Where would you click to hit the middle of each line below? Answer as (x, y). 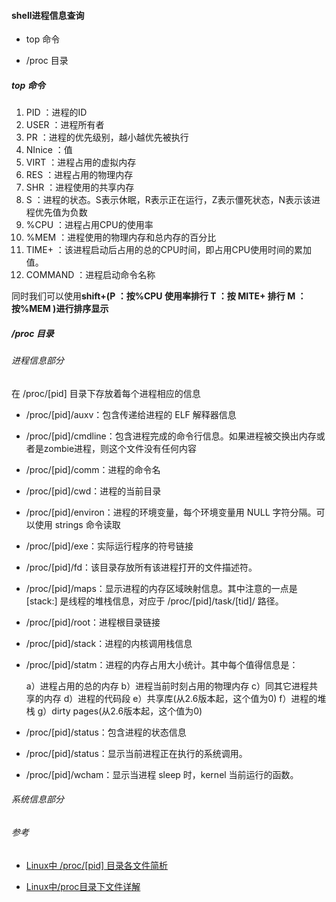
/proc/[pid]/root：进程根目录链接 (93, 622)
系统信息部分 (37, 799)
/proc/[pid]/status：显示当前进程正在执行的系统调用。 (136, 753)
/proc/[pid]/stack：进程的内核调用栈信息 (109, 643)
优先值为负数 (61, 212)
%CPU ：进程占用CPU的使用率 (89, 225)
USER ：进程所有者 (65, 125)
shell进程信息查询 (48, 15)
